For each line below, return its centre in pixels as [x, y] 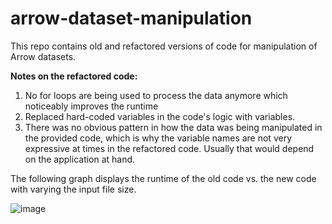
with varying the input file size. [73, 189]
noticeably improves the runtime [91, 106]
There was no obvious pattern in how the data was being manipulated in [173, 127]
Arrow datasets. [43, 56]
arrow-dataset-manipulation [131, 18]
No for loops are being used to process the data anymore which [156, 95]
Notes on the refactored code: [74, 76]
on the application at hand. [80, 159]
